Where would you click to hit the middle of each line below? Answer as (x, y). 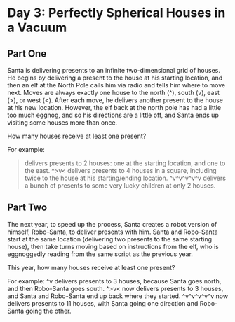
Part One (27, 54)
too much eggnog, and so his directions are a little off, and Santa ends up (113, 115)
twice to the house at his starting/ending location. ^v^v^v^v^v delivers (125, 178)
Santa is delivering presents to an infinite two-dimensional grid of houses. (114, 70)
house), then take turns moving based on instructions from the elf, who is (113, 246)
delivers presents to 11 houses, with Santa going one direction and (103, 303)
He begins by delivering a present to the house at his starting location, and (115, 78)
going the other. (48, 311)
